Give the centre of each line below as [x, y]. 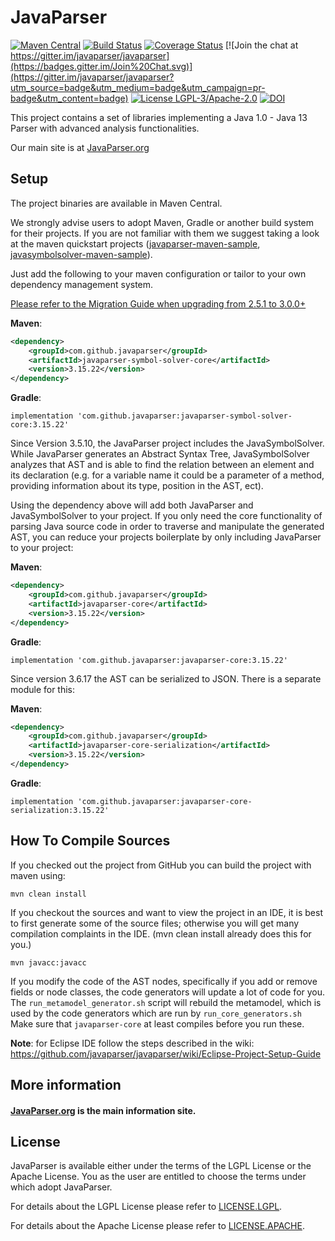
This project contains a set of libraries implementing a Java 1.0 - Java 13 [159, 117]
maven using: [38, 875]
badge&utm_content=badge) [69, 98]
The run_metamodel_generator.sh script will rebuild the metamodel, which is [166, 1002]
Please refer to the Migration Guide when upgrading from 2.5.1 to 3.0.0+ [158, 303]
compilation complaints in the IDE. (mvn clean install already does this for [161, 933]
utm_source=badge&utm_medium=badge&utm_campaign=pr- [138, 87]
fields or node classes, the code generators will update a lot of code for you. [168, 992]
